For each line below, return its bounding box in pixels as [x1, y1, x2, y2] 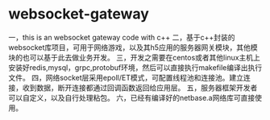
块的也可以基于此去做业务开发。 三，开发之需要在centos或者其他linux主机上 [8, 52, 260, 62]
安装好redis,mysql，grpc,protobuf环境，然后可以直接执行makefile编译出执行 [8, 62, 263, 72]
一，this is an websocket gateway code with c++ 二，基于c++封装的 [8, 32, 235, 42]
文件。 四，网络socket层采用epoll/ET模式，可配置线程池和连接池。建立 [8, 72, 244, 82]
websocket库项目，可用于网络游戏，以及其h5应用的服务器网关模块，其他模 [8, 42, 258, 52]
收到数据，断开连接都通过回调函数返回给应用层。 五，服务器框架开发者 [22, 82, 258, 93]
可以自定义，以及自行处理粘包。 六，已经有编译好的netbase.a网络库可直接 [8, 93, 255, 102]
